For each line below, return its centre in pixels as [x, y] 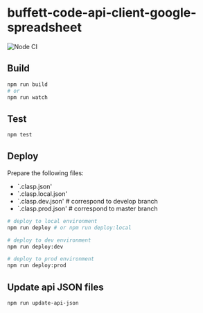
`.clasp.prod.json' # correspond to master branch [87, 208]
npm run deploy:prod [37, 266]
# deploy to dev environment [49, 240]
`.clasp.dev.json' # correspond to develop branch [87, 201]
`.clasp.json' [35, 186]
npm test [20, 135]
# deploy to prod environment [51, 259]
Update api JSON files [55, 287]
